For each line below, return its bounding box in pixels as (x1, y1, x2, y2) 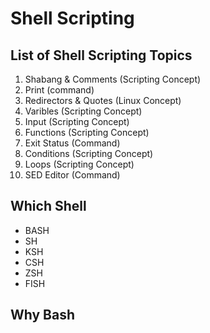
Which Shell (10, 198, 87, 215)
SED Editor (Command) (24, 169, 121, 181)
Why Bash (10, 307, 76, 324)
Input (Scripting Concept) (24, 116, 130, 127)
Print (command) (24, 84, 95, 96)
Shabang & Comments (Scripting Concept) (24, 73, 202, 85)
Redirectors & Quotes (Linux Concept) (24, 95, 182, 106)
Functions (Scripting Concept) (24, 127, 150, 138)
